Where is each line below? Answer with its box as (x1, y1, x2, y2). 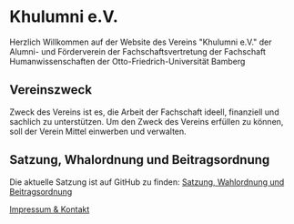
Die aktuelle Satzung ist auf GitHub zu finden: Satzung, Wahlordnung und (9, 176, 285, 188)
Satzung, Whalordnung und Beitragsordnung (9, 152, 270, 168)
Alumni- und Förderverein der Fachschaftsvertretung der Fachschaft (9, 46, 267, 56)
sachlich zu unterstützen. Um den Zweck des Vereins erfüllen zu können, (9, 116, 284, 127)
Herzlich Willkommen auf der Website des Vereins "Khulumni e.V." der (9, 36, 272, 47)
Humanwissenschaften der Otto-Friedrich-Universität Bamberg (9, 56, 246, 66)
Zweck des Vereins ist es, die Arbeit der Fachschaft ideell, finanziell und (9, 107, 279, 117)
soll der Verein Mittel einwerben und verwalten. (9, 126, 187, 137)
